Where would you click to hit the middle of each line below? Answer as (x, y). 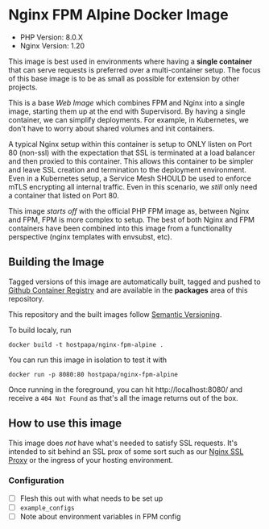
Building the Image (56, 262)
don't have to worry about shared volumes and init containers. (112, 128)
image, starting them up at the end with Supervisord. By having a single (127, 111)
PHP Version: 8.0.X (51, 37)
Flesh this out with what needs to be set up (91, 498)
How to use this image (65, 424)
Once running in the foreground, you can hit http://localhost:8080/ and (126, 389)
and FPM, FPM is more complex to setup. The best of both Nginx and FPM (132, 219)
